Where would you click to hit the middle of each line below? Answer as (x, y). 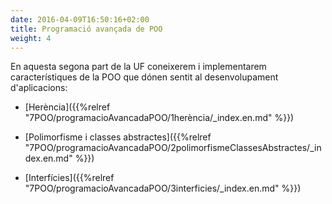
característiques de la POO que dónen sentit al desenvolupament (144, 77)
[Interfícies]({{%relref (69, 178)
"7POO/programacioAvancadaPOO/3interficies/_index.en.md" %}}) (163, 188)
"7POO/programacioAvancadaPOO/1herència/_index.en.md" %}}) (159, 118)
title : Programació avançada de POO (86, 29)
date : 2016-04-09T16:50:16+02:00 (80, 19)
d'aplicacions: (39, 88)
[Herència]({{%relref (67, 107)
